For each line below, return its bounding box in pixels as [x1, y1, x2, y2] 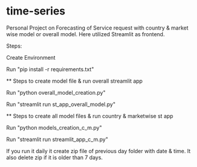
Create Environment [6, 54, 56, 61]
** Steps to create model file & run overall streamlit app [6, 77, 143, 84]
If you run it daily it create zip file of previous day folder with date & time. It [6, 147, 191, 154]
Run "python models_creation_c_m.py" [6, 124, 102, 131]
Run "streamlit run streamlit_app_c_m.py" [6, 136, 108, 143]
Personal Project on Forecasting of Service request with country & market [6, 24, 189, 31]
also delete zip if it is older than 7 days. [6, 154, 103, 161]
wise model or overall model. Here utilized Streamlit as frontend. [6, 30, 165, 37]
